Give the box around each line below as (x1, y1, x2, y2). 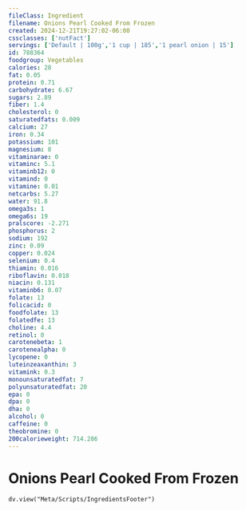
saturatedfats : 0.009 (8, 116, 81, 124)
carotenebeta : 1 (8, 339, 62, 347)
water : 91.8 (8, 197, 48, 205)
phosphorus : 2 (8, 227, 56, 236)
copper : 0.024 (8, 249, 56, 257)
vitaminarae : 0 (8, 153, 59, 160)
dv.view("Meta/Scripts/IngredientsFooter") (8, 496, 156, 504)
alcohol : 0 (8, 413, 45, 421)
